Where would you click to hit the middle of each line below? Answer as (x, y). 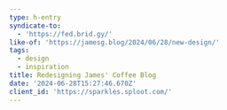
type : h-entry (35, 17)
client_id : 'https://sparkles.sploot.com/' (91, 91)
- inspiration (43, 67)
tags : (19, 51)
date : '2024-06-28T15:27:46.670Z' (73, 83)
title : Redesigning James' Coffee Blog (83, 75)
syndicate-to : (35, 26)
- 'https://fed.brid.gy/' (65, 34)
